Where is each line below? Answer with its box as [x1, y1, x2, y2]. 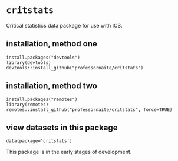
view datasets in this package [6, 122, 118, 132]
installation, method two [6, 81, 97, 91]
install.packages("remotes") [6, 96, 78, 102]
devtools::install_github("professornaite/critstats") [6, 65, 144, 71]
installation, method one [6, 39, 97, 49]
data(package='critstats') [6, 138, 72, 144]
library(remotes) [6, 102, 49, 108]
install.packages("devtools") [6, 55, 81, 61]
